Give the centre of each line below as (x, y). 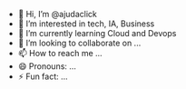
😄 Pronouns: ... (47, 66)
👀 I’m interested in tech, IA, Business (86, 24)
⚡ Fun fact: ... (43, 76)
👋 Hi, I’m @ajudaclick (57, 14)
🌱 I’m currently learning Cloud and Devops (97, 33)
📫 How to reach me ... (60, 53)
